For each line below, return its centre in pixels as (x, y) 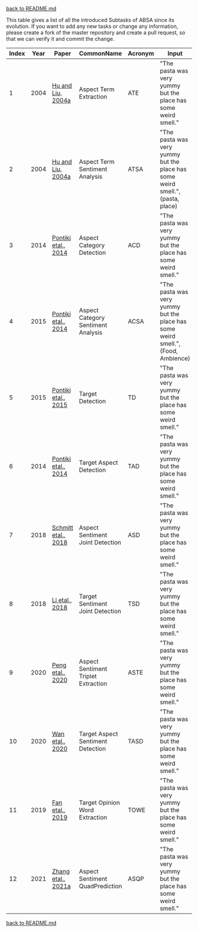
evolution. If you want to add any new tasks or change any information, (92, 26)
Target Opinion (99, 802)
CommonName (101, 54)
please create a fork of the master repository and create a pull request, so (96, 33)
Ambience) (175, 358)
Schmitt (63, 528)
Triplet (88, 676)
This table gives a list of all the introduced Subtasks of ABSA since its (90, 20)
